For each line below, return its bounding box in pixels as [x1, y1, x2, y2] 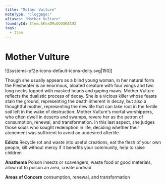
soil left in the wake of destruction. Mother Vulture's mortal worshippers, [5, 109, 154, 114]
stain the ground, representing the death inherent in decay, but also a [5, 98, 147, 104]
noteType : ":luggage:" [5, 12, 52, 17]
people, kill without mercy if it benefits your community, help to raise [5, 144, 145, 150]
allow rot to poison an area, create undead [5, 164, 92, 170]
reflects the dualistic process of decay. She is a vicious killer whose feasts [5, 93, 157, 99]
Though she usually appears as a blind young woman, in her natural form [5, 77, 155, 83]
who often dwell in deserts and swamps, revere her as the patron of [5, 114, 144, 120]
